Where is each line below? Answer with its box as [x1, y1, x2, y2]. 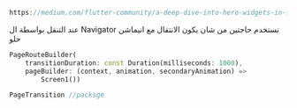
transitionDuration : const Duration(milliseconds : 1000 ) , [25, 58, 243, 68]
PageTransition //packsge [9, 90, 104, 100]
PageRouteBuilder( [9, 50, 77, 59]
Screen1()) [41, 75, 81, 83]
